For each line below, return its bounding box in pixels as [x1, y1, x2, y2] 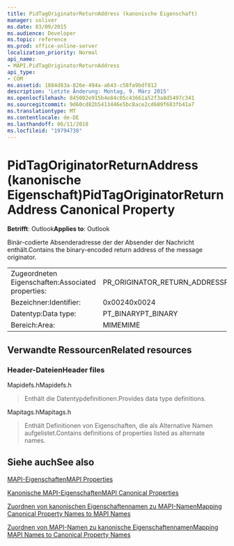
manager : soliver [7, 17, 58, 24]
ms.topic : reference [7, 36, 68, 43]
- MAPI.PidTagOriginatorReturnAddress [7, 62, 120, 69]
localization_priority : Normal [7, 50, 98, 57]
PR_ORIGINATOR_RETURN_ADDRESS [102, 277, 224, 287]
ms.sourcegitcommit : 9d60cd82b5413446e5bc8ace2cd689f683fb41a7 [7, 101, 195, 108]
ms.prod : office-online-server [7, 43, 98, 50]
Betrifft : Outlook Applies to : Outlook [7, 225, 110, 233]
